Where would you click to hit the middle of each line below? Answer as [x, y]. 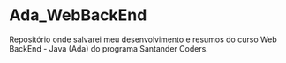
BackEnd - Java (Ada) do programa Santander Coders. [109, 48]
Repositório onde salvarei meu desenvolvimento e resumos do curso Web [143, 39]
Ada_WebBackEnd [78, 15]
